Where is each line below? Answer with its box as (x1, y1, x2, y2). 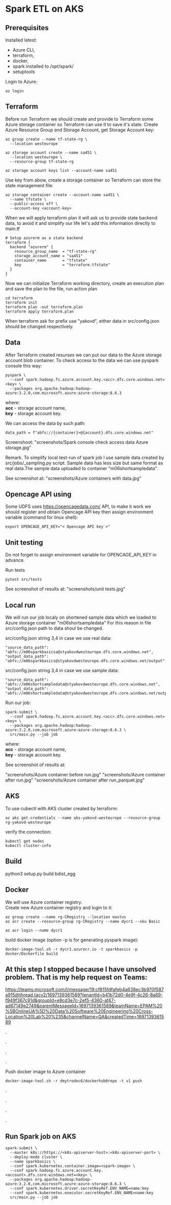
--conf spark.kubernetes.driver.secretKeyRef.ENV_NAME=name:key (10, 1186, 149, 1191)
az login (5, 88, 24, 94)
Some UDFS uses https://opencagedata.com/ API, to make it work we (5, 503, 151, 509)
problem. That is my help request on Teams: (5, 973, 148, 981)
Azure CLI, (12, 47, 35, 53)
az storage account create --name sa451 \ (5, 150, 97, 155)
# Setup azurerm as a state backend (5, 235, 83, 240)
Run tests (5, 567, 25, 573)
